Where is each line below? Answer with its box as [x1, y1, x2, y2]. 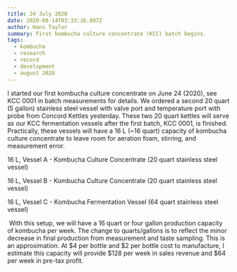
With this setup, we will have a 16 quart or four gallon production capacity [8, 218, 223, 227]
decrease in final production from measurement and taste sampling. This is [7, 234, 226, 242]
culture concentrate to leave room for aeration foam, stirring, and [7, 134, 196, 142]
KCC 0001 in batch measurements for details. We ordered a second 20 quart [7, 96, 230, 105]
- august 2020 [13, 69, 55, 76]
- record [13, 57, 39, 64]
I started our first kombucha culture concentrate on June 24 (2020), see [7, 89, 217, 97]
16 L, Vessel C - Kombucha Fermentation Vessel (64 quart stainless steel [7, 197, 219, 206]
